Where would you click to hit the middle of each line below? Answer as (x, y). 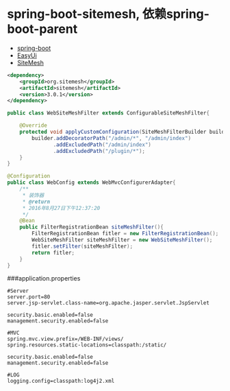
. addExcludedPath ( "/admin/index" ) (102, 145)
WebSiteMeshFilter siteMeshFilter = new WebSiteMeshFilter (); (122, 240)
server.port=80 (29, 297)
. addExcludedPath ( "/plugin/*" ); (99, 151)
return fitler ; (53, 252)
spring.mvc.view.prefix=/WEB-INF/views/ (66, 339)
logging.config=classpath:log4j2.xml (61, 381)
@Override (34, 126)
